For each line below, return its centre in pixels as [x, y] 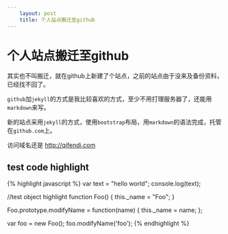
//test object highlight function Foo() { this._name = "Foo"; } [91, 197]
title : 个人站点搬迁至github [57, 20]
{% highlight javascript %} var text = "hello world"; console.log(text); [104, 184]
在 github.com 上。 [31, 131]
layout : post [38, 13]
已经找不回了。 [28, 84]
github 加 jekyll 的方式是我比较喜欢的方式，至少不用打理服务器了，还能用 [110, 99]
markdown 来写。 [28, 107]
